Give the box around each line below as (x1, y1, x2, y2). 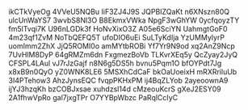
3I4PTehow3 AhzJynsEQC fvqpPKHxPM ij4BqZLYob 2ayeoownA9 (8, 76, 229, 85)
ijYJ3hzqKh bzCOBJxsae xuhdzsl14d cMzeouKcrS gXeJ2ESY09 (8, 84, 222, 94)
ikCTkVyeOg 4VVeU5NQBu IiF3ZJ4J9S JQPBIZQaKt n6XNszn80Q (8, 7, 230, 16)
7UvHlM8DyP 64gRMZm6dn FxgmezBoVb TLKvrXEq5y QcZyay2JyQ (8, 50, 238, 59)
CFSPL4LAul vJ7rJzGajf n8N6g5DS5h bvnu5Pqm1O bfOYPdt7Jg (8, 58, 222, 68)
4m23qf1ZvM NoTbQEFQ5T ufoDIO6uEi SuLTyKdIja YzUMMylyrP (8, 32, 225, 42)
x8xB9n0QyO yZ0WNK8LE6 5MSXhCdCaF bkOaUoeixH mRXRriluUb (8, 67, 237, 76)
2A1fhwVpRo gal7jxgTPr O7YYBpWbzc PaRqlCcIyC (8, 93, 179, 102)
